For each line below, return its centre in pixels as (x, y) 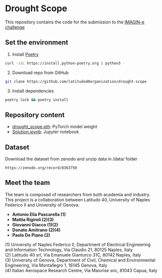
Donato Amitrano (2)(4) (36, 230)
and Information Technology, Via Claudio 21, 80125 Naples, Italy (69, 250)
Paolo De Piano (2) (31, 235)
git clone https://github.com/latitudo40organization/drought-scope (76, 81)
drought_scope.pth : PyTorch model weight (54, 127)
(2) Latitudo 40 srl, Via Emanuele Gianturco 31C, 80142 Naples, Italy (73, 255)
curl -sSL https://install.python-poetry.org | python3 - (65, 63)
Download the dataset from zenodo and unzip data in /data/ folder (71, 159)
